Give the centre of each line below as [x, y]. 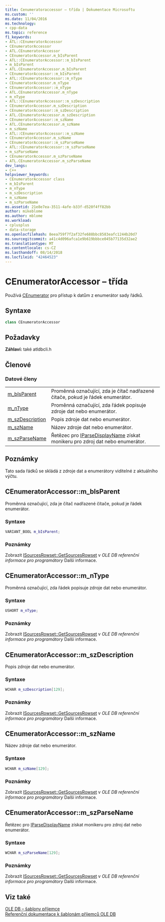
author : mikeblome [24, 212]
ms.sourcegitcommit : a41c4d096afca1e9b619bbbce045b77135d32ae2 [71, 239]
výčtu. [12, 476]
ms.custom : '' [20, 14]
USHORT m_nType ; [22, 611]
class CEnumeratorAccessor [33, 322]
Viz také [18, 897]
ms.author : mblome [24, 216]
